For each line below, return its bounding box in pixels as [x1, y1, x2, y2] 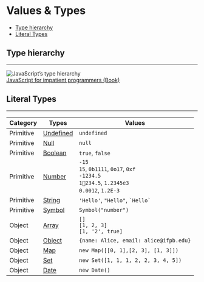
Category [9, 118, 38, 127]
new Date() [78, 266, 110, 273]
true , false [78, 149, 110, 157]
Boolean [42, 149, 67, 157]
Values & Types [6, 4, 86, 18]
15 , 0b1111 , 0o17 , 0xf [78, 164, 136, 173]
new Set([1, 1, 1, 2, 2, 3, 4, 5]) [78, 256, 182, 264]
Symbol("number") [78, 206, 129, 213]
